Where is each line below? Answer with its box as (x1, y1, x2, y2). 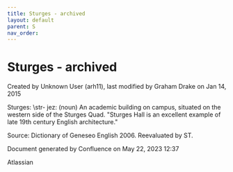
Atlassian (7, 158, 33, 166)
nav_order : (7, 29, 39, 37)
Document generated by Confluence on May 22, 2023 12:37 (7, 145, 179, 153)
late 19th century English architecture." (7, 118, 118, 126)
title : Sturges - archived (7, 10, 86, 17)
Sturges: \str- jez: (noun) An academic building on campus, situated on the (7, 103, 221, 112)
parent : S (7, 23, 36, 30)
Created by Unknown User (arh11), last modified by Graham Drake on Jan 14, (7, 83, 227, 91)
